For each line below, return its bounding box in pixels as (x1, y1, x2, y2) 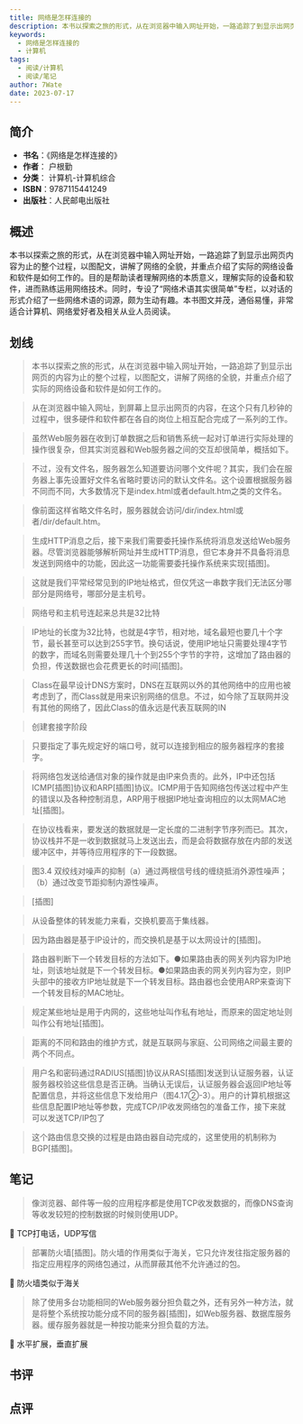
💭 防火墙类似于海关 (9, 1277, 81, 1288)
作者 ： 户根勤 (22, 161, 73, 172)
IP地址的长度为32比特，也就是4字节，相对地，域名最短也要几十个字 (31, 626, 283, 637)
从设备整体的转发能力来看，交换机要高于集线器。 (31, 914, 214, 925)
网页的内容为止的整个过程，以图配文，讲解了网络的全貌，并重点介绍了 (31, 372, 293, 382)
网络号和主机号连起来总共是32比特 (31, 607, 161, 618)
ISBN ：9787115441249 (22, 184, 107, 195)
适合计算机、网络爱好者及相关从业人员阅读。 (9, 306, 176, 317)
